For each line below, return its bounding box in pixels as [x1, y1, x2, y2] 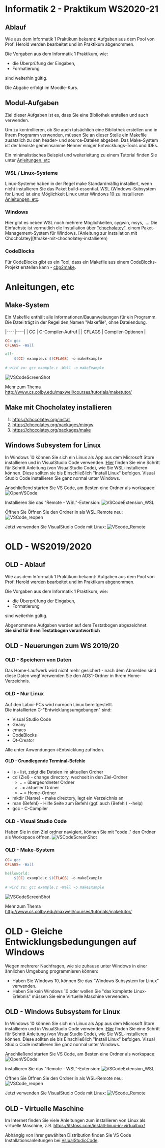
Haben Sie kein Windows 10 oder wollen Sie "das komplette [12, 988, 133, 994]
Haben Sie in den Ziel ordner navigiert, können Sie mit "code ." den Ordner [5, 829, 156, 835]
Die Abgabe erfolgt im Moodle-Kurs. [5, 85, 79, 91]
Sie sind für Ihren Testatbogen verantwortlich [5, 627, 100, 633]
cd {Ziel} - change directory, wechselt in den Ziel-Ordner [12, 774, 128, 780]
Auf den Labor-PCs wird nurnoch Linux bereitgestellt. [5, 701, 113, 707]
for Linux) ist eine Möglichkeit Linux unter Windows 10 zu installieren [5, 191, 144, 197]
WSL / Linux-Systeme [5, 169, 58, 176]
